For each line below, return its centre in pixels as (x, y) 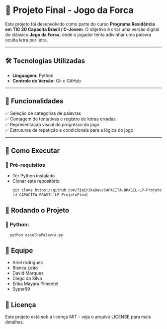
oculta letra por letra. (27, 40)
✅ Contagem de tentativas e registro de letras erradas (60, 119)
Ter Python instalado (34, 176)
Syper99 (21, 289)
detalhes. (15, 322)
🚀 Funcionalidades (34, 101)
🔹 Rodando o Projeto (37, 210)
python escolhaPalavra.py (37, 235)
